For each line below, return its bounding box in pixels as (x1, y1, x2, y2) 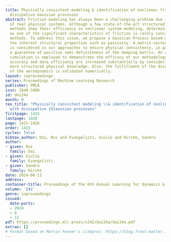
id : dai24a (5, 92, 28, 97)
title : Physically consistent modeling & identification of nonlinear (5, 7, 158, 13)
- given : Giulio (5, 154, 40, 159)
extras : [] (5, 224, 28, 230)
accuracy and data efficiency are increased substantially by (10, 59, 145, 64)
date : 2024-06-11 (5, 172, 42, 178)
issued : (5, 196, 22, 201)
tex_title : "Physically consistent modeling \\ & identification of (5, 102, 152, 107)
